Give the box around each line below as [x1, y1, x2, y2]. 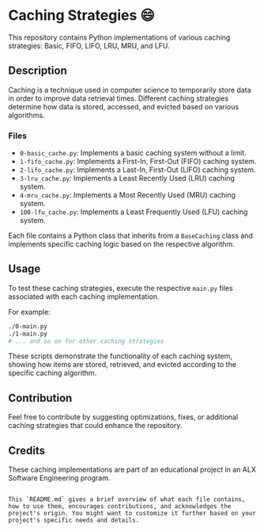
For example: [8, 307, 51, 316]
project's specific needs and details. [8, 516, 140, 525]
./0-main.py [8, 322, 47, 331]
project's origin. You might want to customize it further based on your [8, 510, 257, 518]
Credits [8, 443, 46, 457]
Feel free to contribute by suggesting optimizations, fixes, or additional [8, 412, 239, 422]
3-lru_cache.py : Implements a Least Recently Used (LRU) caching [19, 174, 236, 183]
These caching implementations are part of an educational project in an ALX [8, 465, 257, 474]
